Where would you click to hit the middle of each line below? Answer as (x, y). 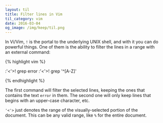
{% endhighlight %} (25, 81)
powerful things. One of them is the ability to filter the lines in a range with (80, 47)
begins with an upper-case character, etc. (47, 100)
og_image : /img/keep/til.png (35, 28)
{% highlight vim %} (25, 62)
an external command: (28, 52)
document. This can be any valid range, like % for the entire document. (76, 115)
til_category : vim (24, 19)
